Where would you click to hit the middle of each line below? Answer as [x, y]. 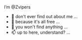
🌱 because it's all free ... [35, 22]
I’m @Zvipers [17, 7]
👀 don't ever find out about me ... [44, 16]
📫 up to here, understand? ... [41, 32]
